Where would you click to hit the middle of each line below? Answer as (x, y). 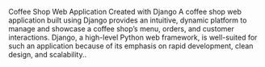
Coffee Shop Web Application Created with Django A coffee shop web (125, 12)
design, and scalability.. (48, 54)
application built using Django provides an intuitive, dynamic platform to (128, 20)
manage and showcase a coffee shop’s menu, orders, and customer (121, 29)
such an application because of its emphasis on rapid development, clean (131, 46)
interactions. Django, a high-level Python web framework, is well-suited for (133, 37)
